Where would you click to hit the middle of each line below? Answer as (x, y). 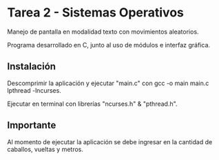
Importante (32, 125)
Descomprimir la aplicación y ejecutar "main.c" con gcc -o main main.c (108, 83)
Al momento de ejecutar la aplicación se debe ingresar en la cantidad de (110, 141)
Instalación (32, 67)
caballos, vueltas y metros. (45, 149)
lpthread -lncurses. (34, 90)
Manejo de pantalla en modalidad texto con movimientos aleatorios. (103, 32)
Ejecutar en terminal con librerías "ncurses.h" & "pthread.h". (92, 104)
